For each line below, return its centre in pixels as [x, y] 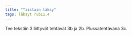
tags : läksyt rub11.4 [27, 14]
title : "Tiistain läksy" [31, 10]
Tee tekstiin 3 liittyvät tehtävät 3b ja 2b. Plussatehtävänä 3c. [66, 28]
